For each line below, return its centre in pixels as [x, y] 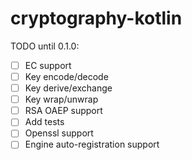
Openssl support [59, 133]
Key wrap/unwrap [61, 99]
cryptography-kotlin [96, 18]
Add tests [44, 122]
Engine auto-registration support [92, 144]
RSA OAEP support [63, 111]
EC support [48, 65]
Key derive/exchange [68, 88]
